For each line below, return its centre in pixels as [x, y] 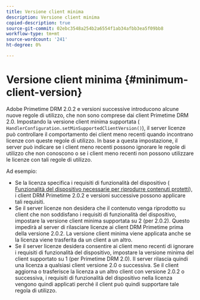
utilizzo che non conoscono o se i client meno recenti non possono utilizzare [100, 153]
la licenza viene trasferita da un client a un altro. [74, 240]
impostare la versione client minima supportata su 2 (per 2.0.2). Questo [102, 221]
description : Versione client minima [53, 17]
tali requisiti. [30, 202]
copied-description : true [38, 23]
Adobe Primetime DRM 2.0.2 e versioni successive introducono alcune [93, 109]
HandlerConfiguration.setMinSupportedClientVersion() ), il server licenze [96, 128]
